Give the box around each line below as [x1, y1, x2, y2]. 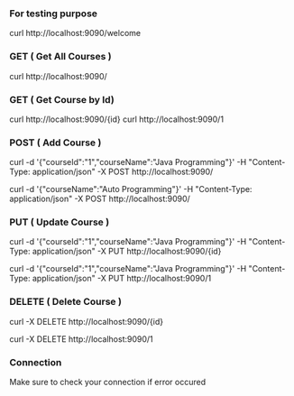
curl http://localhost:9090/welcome [9, 28, 142, 39]
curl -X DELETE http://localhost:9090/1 [9, 333, 153, 345]
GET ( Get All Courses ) [9, 51, 112, 63]
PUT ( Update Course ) [9, 216, 110, 228]
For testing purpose [9, 7, 97, 20]
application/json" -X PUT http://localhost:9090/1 [32, 273, 212, 284]
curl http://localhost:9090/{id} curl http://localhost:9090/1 [9, 114, 224, 124]
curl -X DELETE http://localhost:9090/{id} [9, 316, 164, 327]
